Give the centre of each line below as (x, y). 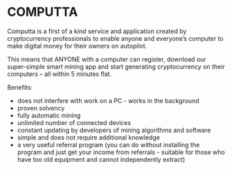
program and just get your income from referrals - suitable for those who (121, 152)
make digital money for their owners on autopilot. (77, 46)
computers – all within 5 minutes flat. (60, 74)
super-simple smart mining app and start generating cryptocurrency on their (116, 66)
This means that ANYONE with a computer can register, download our (107, 59)
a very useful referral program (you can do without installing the (108, 144)
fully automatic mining (49, 115)
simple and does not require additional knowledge (89, 137)
